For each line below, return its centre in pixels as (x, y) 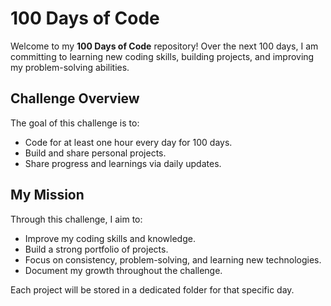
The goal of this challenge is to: (75, 123)
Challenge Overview (75, 98)
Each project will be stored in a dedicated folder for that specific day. (152, 289)
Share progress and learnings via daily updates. (123, 163)
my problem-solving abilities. (70, 67)
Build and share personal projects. (95, 153)
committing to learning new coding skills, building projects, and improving (162, 56)
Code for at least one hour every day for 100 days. (128, 142)
